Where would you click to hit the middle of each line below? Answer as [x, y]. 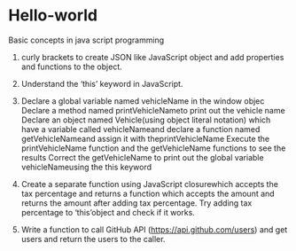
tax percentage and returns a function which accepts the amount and [148, 193]
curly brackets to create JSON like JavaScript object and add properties [152, 57]
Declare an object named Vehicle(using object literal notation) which [146, 120]
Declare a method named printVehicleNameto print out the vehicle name [153, 110]
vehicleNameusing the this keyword [86, 167]
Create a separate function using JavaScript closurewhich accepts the [149, 184]
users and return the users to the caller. [93, 239]
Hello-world [53, 16]
